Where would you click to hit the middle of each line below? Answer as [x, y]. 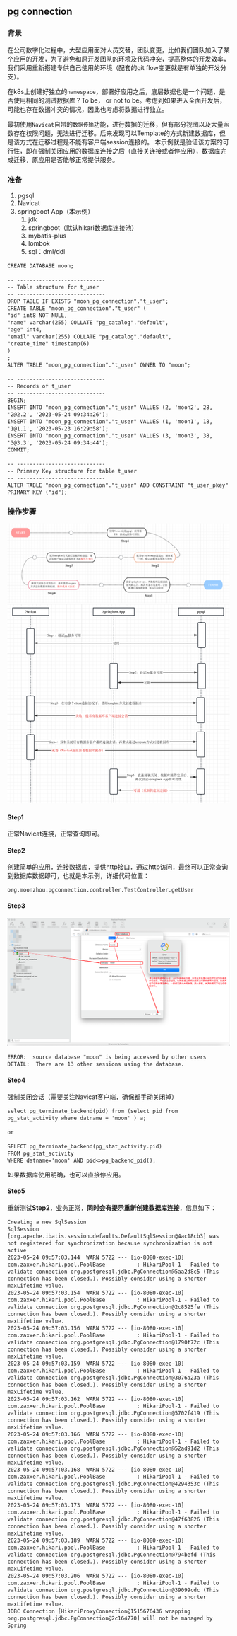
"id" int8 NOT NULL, [38, 315]
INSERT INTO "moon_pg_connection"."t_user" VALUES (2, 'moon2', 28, [110, 407]
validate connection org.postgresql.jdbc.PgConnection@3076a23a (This [113, 1378]
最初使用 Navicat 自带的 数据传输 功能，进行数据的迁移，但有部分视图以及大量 [115, 124]
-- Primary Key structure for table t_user [72, 471]
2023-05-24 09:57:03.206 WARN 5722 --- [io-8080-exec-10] [96, 1576]
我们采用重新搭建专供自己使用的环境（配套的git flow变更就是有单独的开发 [114, 67]
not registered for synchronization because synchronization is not [110, 1243]
